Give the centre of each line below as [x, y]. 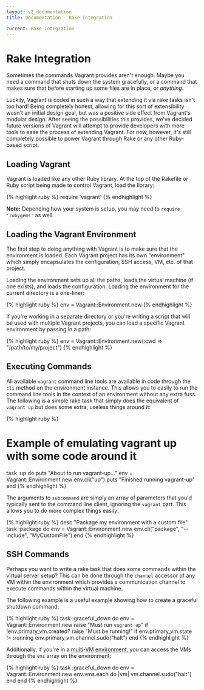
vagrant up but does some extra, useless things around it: [78, 407]
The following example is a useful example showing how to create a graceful [102, 600]
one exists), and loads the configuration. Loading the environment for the [98, 286]
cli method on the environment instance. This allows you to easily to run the [102, 387]
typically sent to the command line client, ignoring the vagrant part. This [96, 504]
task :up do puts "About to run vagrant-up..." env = [70, 473]
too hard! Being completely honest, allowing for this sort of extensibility [95, 106]
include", [17, 535]
